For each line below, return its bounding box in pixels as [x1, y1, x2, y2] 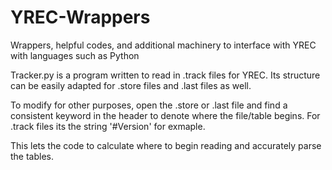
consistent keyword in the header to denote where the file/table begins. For [10, 109, 321, 121]
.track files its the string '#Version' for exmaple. [10, 120, 206, 132]
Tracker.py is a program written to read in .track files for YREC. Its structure [10, 69, 321, 81]
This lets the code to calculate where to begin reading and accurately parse [10, 139, 322, 151]
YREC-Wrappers [10, 6, 151, 29]
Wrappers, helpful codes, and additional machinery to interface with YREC [10, 39, 317, 51]
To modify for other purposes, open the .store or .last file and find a [10, 99, 288, 111]
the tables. [10, 150, 55, 162]
